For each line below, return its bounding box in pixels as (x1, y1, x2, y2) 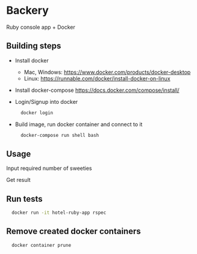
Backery (6, 4, 49, 17)
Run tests (6, 193, 43, 204)
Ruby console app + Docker (6, 23, 75, 31)
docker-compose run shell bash (20, 132, 99, 138)
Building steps (6, 41, 61, 51)
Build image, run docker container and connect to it (14, 121, 143, 128)
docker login (20, 109, 54, 116)
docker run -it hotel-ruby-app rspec (11, 210, 107, 216)
